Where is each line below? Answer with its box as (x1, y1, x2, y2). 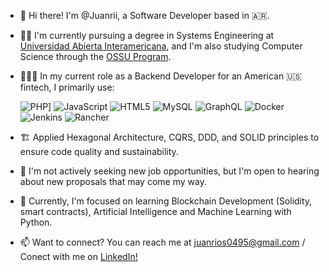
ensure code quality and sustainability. (19, 146, 179, 157)
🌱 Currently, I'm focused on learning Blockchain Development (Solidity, (19, 195, 313, 207)
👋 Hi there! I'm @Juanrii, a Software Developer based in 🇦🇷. (19, 10, 270, 21)
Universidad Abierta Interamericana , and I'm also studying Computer (19, 40, 303, 52)
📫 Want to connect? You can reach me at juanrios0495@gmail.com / (19, 236, 306, 248)
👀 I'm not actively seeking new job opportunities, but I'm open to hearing (19, 165, 320, 177)
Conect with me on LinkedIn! (19, 251, 138, 262)
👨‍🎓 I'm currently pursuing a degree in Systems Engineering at (19, 30, 275, 41)
